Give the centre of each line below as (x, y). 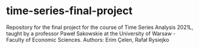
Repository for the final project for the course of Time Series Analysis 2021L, (100, 27)
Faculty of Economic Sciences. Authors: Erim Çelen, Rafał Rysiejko (88, 40)
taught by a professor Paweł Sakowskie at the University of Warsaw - (91, 33)
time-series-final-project (69, 11)
